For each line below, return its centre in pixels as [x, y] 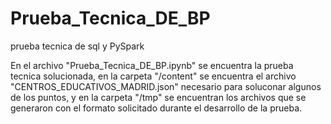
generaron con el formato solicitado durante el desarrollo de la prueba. [156, 108]
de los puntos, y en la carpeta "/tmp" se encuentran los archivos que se [158, 97]
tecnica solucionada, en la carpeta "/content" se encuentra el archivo [153, 76]
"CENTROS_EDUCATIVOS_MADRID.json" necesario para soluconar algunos [166, 86]
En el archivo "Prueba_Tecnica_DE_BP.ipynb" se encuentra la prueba [152, 65]
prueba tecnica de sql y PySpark [77, 46]
